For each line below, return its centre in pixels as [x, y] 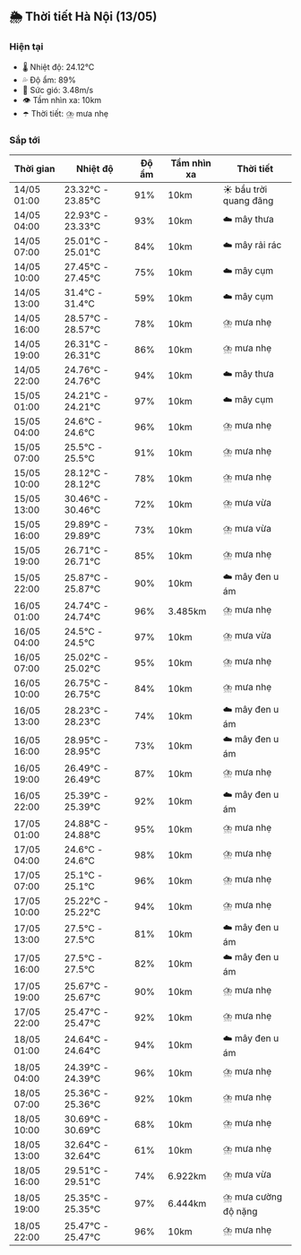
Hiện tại [26, 47]
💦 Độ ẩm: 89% [49, 80]
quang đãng [248, 200]
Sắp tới [25, 140]
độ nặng [240, 1211]
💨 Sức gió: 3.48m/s [58, 90]
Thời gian [34, 169]
